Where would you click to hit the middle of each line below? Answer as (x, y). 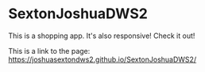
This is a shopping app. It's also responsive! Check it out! (102, 36)
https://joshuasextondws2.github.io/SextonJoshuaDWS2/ (102, 59)
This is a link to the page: (49, 51)
